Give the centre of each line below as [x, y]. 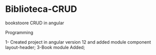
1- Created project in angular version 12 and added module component [78, 42]
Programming [19, 32]
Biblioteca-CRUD [41, 9]
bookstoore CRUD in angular [35, 23]
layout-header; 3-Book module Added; [45, 47]
